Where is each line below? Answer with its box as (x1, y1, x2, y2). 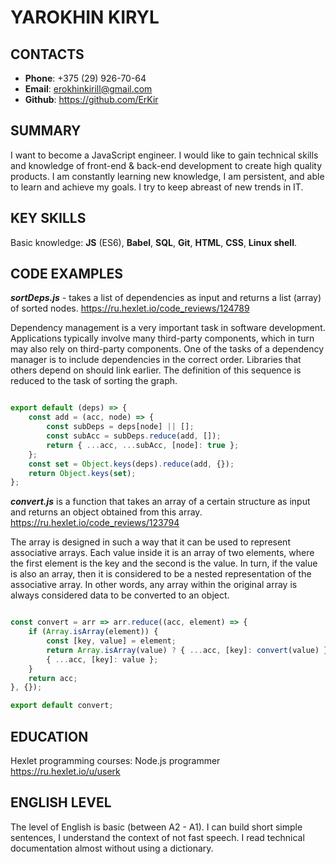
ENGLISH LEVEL (10, 794, 112, 811)
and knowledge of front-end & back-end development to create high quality (10, 159, 323, 171)
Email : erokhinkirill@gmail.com (24, 83, 153, 95)
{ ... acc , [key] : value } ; (46, 654, 159, 665)
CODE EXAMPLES (10, 266, 124, 283)
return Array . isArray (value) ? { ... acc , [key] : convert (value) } (46, 645, 329, 655)
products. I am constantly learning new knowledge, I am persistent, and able (10, 170, 325, 182)
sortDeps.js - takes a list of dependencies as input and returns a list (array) (10, 292, 322, 304)
